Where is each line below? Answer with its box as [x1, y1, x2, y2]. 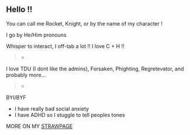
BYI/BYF [6, 94, 26, 101]
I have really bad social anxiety [14, 105, 89, 112]
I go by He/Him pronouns [6, 31, 67, 38]
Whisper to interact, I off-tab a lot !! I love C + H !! [6, 42, 125, 49]
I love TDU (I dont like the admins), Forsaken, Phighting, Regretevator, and [6, 65, 184, 72]
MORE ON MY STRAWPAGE [6, 122, 73, 130]
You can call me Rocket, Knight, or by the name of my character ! [6, 20, 163, 27]
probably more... [6, 71, 46, 78]
